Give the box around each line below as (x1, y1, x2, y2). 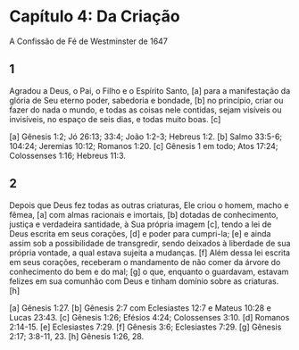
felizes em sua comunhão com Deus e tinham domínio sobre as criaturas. (9, 275, 279, 287)
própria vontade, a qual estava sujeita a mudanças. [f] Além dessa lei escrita (9, 247, 291, 258)
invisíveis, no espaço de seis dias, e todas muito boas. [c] (9, 113, 221, 124)
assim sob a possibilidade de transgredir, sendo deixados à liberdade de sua (9, 237, 291, 248)
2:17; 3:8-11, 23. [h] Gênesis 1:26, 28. (9, 330, 145, 341)
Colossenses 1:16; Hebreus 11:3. (9, 150, 127, 161)
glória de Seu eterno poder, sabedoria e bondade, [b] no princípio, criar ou (9, 95, 284, 105)
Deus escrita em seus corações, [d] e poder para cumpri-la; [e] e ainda (9, 228, 271, 238)
